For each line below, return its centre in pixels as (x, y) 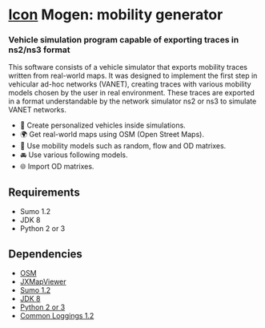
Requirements (44, 192)
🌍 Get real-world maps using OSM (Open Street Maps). (112, 135)
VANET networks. (37, 110)
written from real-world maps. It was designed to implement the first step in (133, 76)
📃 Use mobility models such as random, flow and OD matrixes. (123, 146)
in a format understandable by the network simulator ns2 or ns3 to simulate (132, 101)
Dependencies (45, 254)
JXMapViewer (43, 281)
